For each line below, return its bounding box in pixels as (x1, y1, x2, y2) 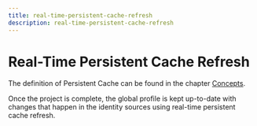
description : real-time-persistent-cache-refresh (8, 19, 174, 27)
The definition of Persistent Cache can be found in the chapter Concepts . (8, 79, 246, 88)
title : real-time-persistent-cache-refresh (8, 11, 153, 20)
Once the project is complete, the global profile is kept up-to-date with (8, 94, 237, 103)
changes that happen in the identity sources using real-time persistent (8, 102, 236, 112)
